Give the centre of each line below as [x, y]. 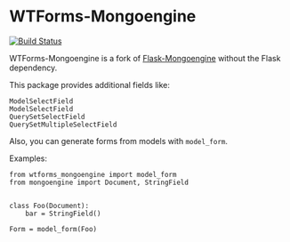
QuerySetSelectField [48, 117]
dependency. [33, 68]
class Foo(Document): [49, 206]
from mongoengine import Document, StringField [99, 182]
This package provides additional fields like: [90, 85]
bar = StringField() [63, 214]
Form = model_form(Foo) [53, 229]
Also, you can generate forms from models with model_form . [119, 141]
